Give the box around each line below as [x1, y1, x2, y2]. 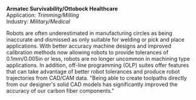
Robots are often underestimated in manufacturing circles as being [6, 30, 172, 37]
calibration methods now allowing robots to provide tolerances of [6, 49, 169, 56]
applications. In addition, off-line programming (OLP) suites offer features [6, 61, 189, 69]
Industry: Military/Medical [6, 18, 71, 25]
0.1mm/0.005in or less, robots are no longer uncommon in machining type [6, 55, 191, 62]
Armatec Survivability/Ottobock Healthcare [6, 5, 118, 12]
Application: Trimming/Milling [6, 11, 80, 19]
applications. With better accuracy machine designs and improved [6, 42, 171, 49]
